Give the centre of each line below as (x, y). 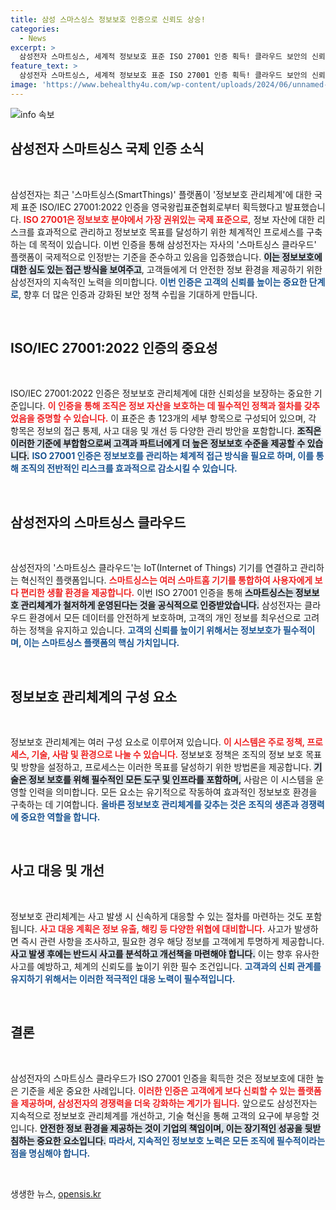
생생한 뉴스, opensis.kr (56, 1193)
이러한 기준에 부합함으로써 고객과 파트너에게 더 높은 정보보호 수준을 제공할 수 (158, 443)
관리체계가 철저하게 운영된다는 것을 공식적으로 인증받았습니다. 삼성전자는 (161, 605)
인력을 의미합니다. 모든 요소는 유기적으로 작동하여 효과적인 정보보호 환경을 (173, 792)
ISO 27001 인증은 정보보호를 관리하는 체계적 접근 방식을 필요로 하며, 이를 (173, 456)
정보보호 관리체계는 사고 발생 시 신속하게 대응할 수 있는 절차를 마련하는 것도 (157, 916)
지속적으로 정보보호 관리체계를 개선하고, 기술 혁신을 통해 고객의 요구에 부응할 (160, 1115)
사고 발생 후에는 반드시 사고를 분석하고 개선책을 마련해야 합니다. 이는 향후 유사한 (165, 953)
